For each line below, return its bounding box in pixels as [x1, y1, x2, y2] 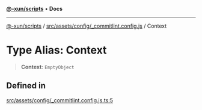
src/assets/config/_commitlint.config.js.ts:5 [6, 96, 113, 104]
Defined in [6, 81, 46, 91]
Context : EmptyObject [20, 63, 75, 70]
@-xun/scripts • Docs [6, 5, 63, 12]
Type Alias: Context [6, 43, 107, 57]
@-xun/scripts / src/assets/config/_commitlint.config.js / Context [6, 22, 167, 29]
